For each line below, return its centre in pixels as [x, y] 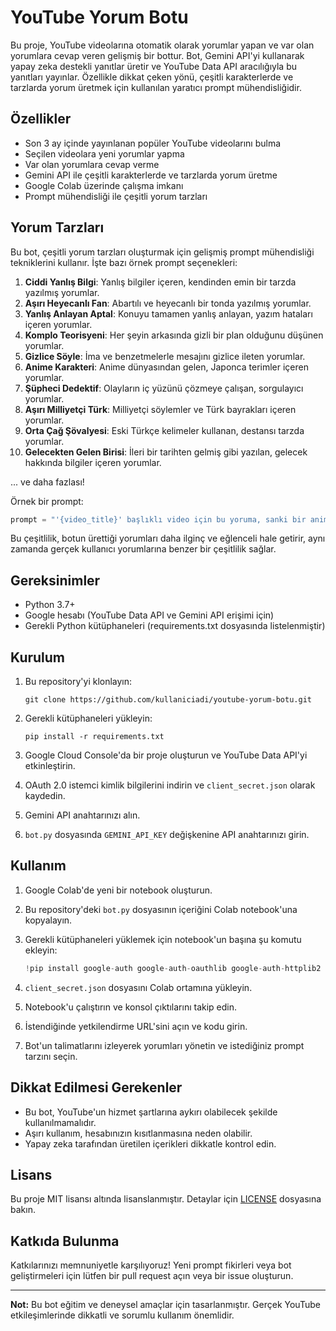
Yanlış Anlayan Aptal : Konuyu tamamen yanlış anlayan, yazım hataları [168, 313]
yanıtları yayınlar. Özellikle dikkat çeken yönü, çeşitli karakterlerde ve [152, 77]
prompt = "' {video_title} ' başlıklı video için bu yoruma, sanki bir [158, 519]
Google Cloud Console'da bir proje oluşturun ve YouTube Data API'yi [166, 755]
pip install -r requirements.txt [94, 737]
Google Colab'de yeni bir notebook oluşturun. [118, 890]
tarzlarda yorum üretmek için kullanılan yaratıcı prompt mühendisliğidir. [156, 87]
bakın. [23, 1210]
